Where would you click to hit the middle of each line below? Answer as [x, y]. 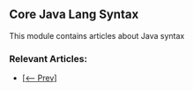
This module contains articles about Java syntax [97, 35]
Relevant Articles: [48, 58]
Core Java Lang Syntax [74, 15]
